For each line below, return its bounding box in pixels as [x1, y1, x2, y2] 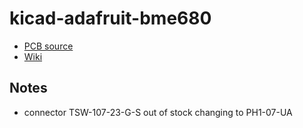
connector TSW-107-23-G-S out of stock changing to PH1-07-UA [23, 106, 293, 118]
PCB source [23, 40, 74, 52]
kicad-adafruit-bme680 [9, 7, 212, 30]
